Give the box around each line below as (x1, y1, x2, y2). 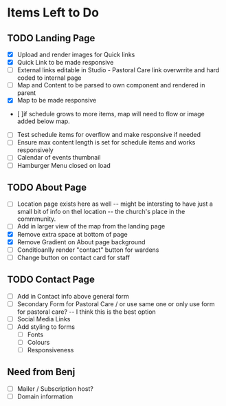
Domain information (16, 392, 74, 400)
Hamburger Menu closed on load (16, 161, 111, 169)
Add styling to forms (16, 322, 76, 331)
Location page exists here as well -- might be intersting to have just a (16, 200, 213, 208)
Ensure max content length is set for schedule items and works (16, 138, 196, 147)
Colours (27, 338, 50, 346)
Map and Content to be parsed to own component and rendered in (16, 81, 205, 89)
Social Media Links (16, 314, 71, 323)
